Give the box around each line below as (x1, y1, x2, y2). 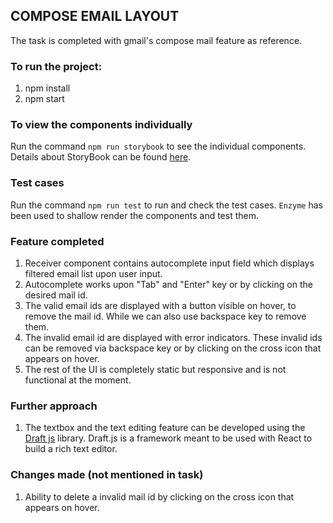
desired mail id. (24, 289, 88, 301)
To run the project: (10, 59, 103, 73)
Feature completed (10, 234, 105, 248)
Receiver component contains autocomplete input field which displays (24, 257, 315, 269)
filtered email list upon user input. (24, 268, 163, 279)
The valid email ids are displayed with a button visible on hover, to (24, 300, 297, 311)
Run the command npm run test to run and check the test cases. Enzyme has (10, 199, 323, 211)
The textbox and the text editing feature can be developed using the (24, 422, 306, 434)
